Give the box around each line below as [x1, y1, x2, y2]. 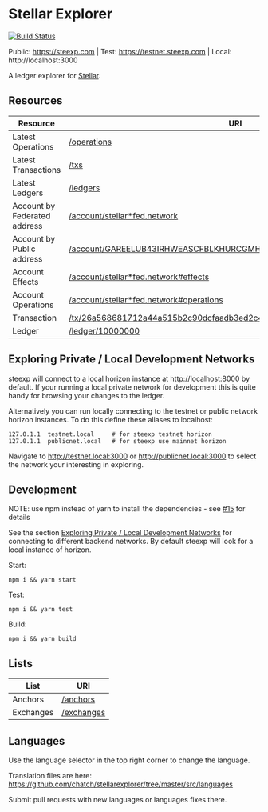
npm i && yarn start [8, 576, 77, 584]
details [8, 513, 30, 522]
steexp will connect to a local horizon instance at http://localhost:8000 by [8, 374, 250, 383]
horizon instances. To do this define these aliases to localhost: [8, 414, 213, 424]
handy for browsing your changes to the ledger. [8, 390, 165, 400]
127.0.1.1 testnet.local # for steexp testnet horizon [8, 430, 213, 438]
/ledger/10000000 [69, 325, 140, 336]
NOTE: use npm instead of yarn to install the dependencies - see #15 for [8, 504, 246, 514]
